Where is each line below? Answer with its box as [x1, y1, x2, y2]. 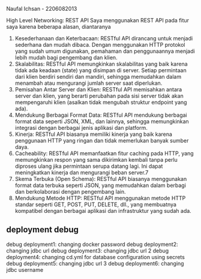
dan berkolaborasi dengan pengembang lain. [14, 188, 126, 195]
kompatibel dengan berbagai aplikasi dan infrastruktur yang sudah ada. [14, 207, 192, 214]
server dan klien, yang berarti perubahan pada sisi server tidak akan [14, 93, 184, 99]
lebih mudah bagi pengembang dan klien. [14, 54, 118, 61]
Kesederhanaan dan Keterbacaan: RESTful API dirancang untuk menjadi [14, 35, 193, 41]
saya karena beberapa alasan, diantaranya [6, 23, 111, 30]
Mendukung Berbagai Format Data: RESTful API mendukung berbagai [14, 111, 187, 118]
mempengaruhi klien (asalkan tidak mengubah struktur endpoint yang [14, 99, 187, 106]
